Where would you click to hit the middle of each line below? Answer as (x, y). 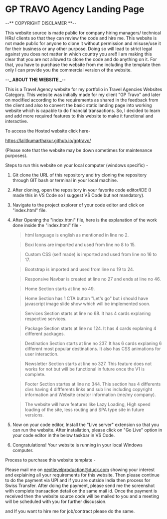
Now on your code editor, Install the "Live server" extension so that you (86, 424)
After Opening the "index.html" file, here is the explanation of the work (84, 220)
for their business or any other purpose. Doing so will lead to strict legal (79, 48)
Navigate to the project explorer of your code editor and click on (78, 205)
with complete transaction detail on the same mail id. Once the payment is (81, 490)
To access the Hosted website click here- (48, 130)
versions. (34, 415)
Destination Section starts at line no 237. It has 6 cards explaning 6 (93, 343)
